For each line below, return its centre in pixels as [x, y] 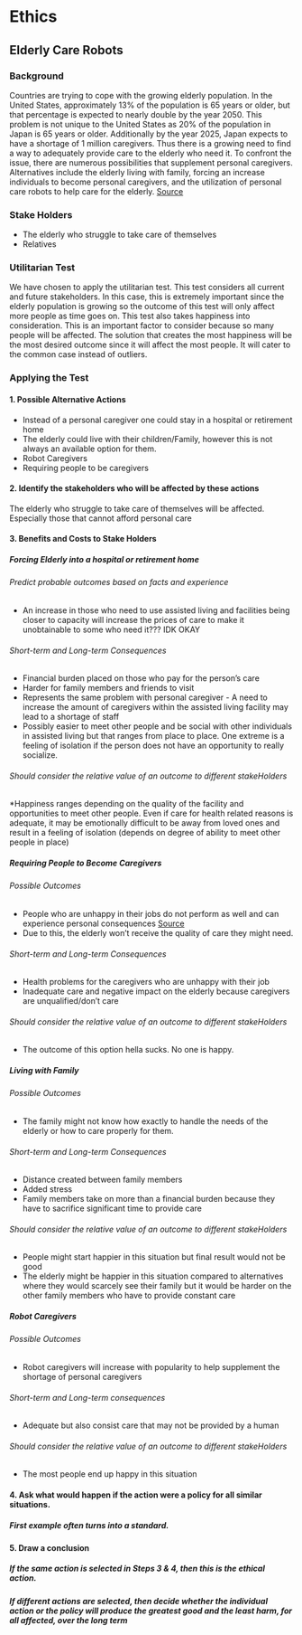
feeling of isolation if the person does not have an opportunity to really [153, 746]
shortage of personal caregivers [82, 1376]
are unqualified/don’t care [70, 1001]
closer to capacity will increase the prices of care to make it [133, 619]
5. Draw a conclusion [50, 1547]
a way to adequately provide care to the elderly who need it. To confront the [151, 153]
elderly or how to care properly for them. [98, 1130]
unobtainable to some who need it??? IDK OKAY [111, 629]
